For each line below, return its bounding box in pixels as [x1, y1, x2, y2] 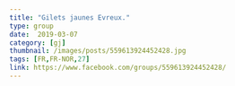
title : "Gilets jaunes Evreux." [9, 13, 130, 22]
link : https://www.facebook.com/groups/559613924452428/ [9, 64, 227, 73]
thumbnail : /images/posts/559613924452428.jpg [9, 47, 187, 56]
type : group [9, 21, 54, 30]
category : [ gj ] [9, 38, 66, 47]
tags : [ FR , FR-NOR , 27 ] [9, 55, 91, 64]
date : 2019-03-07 [9, 30, 78, 39]
